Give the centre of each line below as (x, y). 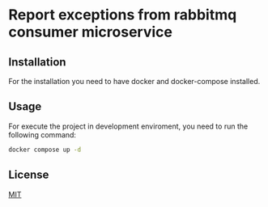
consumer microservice (90, 32)
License (29, 175)
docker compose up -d (45, 150)
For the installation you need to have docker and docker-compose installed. (134, 81)
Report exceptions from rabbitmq (123, 15)
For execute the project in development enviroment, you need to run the (128, 126)
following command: (43, 134)
